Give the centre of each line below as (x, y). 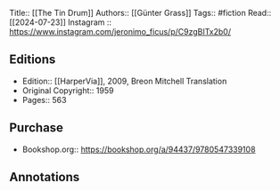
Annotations (45, 177)
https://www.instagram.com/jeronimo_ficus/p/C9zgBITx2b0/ (120, 32)
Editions (33, 60)
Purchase (37, 128)
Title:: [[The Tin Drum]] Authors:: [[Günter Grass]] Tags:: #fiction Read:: (140, 13)
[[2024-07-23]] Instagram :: (61, 22)
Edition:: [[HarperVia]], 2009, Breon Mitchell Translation (124, 81)
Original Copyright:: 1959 (68, 90)
